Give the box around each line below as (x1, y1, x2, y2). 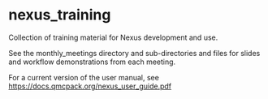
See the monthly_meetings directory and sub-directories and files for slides (8, 48, 261, 58)
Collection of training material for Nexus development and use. (8, 32, 218, 42)
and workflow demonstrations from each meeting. (8, 57, 176, 67)
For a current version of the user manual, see (8, 72, 160, 82)
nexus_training (8, 6, 111, 24)
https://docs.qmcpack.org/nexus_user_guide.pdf (8, 81, 172, 91)
